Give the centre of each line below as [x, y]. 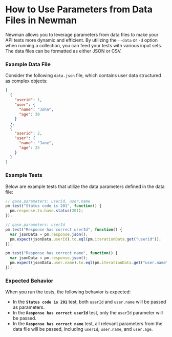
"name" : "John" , [36, 109]
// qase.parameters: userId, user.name [48, 201]
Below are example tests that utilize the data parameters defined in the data [85, 186]
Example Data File [28, 64]
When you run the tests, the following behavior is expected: [68, 292]
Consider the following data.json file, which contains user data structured [83, 76]
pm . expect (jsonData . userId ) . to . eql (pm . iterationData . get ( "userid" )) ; [85, 239]
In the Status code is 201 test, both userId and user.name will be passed [89, 302]
